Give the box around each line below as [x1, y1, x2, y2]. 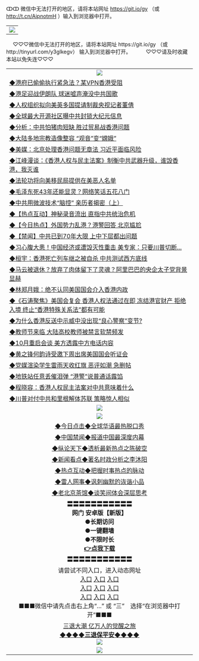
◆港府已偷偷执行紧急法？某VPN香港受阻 [9, 78, 123, 87]
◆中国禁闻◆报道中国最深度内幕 [54, 433, 145, 441]
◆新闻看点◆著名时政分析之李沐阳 [52, 455, 147, 463]
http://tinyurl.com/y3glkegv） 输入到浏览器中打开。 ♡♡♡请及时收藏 [6, 48, 188, 55]
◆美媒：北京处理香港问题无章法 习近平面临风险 [9, 145, 142, 153]
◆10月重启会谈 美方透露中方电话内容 [9, 339, 114, 347]
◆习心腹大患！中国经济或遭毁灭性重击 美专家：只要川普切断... [9, 243, 182, 251]
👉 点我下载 [84, 544, 115, 552]
